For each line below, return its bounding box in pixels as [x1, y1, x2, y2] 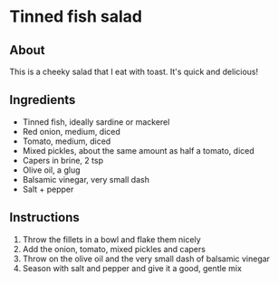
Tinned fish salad [9, 6, 143, 27]
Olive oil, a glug [22, 165, 81, 175]
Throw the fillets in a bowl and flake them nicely [22, 233, 201, 245]
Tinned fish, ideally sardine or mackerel [22, 116, 170, 127]
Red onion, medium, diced [22, 126, 120, 137]
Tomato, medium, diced [22, 136, 111, 146]
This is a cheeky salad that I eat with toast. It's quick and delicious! [9, 66, 259, 77]
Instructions [9, 210, 80, 225]
